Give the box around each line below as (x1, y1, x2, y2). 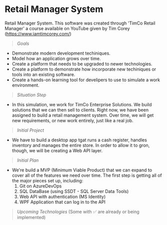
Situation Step (16, 92, 46, 98)
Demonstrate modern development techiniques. (11, 50, 110, 56)
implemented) (16, 214, 46, 220)
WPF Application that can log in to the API (19, 199, 106, 205)
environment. (11, 82, 39, 88)
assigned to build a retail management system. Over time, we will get (11, 112, 154, 118)
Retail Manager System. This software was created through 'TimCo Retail (4, 20, 155, 26)
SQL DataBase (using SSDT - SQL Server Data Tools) (19, 188, 129, 194)
